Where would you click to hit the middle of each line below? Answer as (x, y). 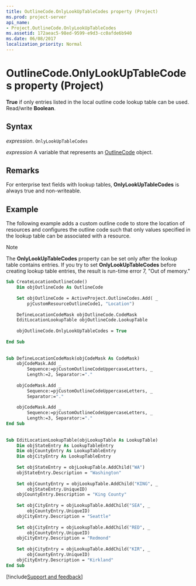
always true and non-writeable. (44, 191)
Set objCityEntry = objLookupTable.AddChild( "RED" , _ (83, 527)
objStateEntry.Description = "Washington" (69, 473)
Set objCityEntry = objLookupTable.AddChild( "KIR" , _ (83, 549)
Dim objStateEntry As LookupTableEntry (65, 446)
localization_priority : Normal (44, 45)
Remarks (23, 171)
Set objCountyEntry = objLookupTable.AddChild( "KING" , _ (87, 484)
